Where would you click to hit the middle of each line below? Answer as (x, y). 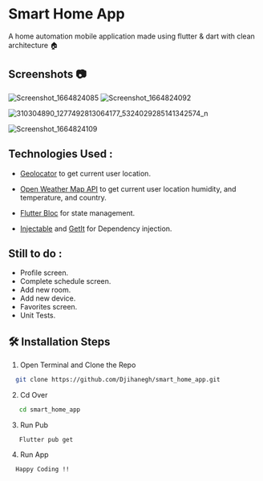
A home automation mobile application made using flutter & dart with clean (131, 36)
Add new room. (45, 290)
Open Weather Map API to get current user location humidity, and (128, 188)
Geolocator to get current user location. (85, 173)
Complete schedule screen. (65, 281)
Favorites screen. (49, 307)
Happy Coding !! (42, 469)
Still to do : (35, 253)
